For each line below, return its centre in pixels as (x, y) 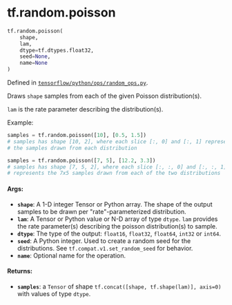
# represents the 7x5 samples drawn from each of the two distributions (114, 173)
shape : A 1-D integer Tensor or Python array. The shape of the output (115, 204)
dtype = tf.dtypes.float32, (57, 50)
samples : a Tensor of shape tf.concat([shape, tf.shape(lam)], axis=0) (119, 286)
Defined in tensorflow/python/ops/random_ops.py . (78, 83)
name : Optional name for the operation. (71, 255)
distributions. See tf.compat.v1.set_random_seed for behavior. (105, 248)
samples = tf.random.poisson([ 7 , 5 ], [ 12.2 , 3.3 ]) (81, 160)
